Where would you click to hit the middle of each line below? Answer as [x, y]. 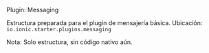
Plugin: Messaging [33, 10]
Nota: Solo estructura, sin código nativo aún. [69, 42]
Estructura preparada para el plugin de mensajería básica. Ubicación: [104, 23]
